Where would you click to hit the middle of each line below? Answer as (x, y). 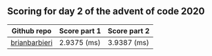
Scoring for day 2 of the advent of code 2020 (106, 11)
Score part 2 (129, 30)
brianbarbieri (32, 42)
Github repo (31, 30)
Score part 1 (80, 30)
